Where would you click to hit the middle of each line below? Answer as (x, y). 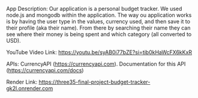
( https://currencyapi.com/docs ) (45, 70)
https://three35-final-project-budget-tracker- (94, 82)
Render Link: (22, 82)
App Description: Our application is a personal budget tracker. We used (94, 9)
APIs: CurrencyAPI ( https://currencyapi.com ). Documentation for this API (96, 64)
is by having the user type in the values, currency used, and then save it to (98, 21)
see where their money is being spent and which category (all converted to (99, 34)
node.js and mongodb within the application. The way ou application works (99, 15)
